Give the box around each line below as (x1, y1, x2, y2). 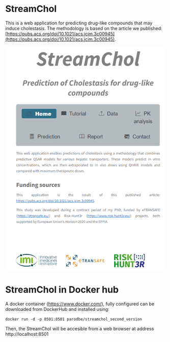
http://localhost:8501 (5, 331, 49, 337)
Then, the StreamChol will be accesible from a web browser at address (5, 326, 154, 332)
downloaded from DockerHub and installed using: (5, 306, 109, 312)
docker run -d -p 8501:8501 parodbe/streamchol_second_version (5, 317, 143, 322)
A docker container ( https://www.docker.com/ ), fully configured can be (5, 301, 155, 307)
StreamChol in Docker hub (5, 284, 119, 296)
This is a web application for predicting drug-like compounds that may (5, 20, 153, 26)
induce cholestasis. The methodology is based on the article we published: (5, 25, 162, 31)
